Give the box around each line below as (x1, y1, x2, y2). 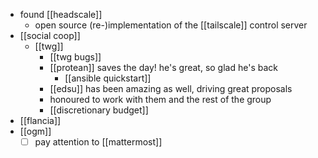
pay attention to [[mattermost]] (34, 136, 163, 148)
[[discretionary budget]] (49, 104, 149, 116)
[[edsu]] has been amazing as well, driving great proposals (49, 83, 293, 94)
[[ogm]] (19, 125, 52, 137)
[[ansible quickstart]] (64, 72, 152, 84)
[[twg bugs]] (49, 51, 102, 63)
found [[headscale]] (19, 9, 103, 20)
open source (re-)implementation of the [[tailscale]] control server (34, 19, 308, 31)
